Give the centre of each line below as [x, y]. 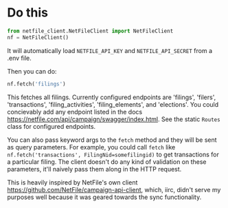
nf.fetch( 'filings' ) [37, 84]
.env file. [20, 58]
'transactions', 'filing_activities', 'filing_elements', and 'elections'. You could [113, 104]
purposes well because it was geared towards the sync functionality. [104, 197]
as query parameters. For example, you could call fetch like [91, 147]
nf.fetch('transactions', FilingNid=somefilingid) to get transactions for [113, 154]
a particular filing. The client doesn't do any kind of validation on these [107, 162]
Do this [28, 13]
